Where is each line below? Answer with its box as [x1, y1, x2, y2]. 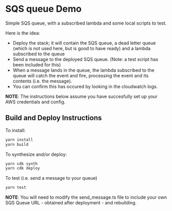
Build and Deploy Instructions [5, 114, 102, 122]
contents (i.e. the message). [12, 78, 72, 84]
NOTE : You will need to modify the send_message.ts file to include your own [5, 194, 167, 200]
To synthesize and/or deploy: [5, 151, 67, 157]
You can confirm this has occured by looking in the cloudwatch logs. [12, 83, 158, 90]
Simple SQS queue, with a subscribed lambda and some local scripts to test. [5, 20, 167, 26]
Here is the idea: [5, 30, 40, 36]
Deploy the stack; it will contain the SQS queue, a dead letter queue [12, 39, 156, 46]
